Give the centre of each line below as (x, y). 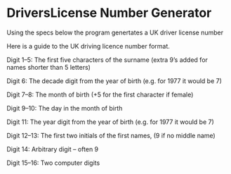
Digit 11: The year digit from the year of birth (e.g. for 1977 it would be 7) (111, 122)
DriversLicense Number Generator (109, 13)
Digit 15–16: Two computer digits (53, 163)
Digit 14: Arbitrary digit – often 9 (53, 149)
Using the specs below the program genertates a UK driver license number (115, 32)
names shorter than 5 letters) (48, 67)
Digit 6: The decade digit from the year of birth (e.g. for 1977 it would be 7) (114, 81)
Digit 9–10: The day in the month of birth (65, 108)
